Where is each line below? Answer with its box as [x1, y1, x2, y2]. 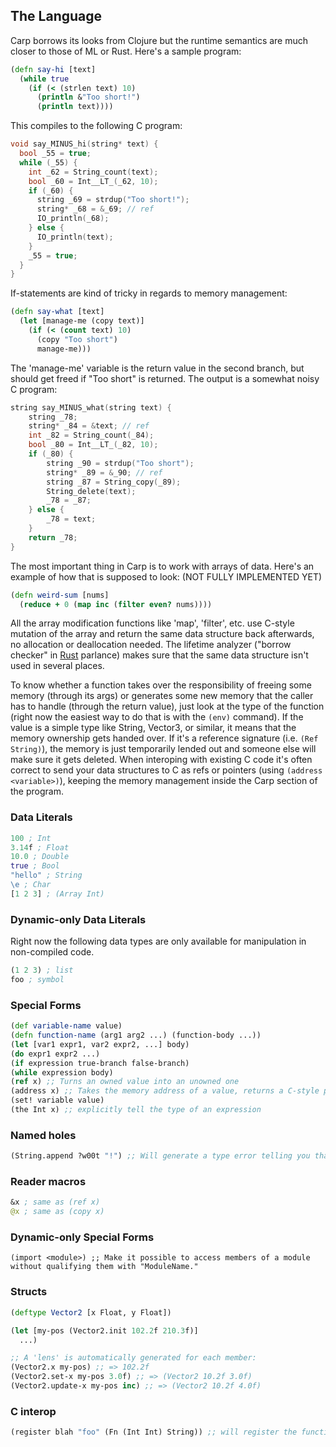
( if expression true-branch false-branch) [10, 1058, 190, 1068]
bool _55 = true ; [19, 149, 92, 159]
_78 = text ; [46, 514, 97, 524]
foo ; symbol [10, 975, 65, 985]
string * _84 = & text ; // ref [28, 421, 150, 431]
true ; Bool [10, 861, 60, 871]
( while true [19, 74, 70, 84]
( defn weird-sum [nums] [10, 590, 110, 600]
